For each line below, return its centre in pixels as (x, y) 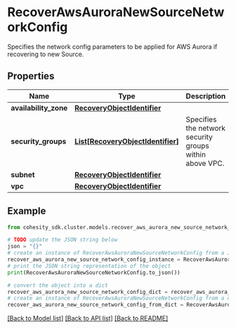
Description (206, 96)
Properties (31, 76)
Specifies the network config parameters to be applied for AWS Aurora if (112, 46)
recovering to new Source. (46, 54)
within (196, 154)
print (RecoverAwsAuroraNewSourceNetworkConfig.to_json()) (94, 272)
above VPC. (205, 163)
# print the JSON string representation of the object (89, 266)
